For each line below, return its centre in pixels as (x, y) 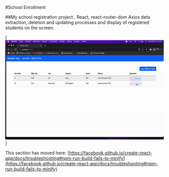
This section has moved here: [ (37, 153)
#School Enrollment (26, 7)
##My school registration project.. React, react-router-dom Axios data (78, 17)
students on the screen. (30, 28)
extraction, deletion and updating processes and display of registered (77, 22)
